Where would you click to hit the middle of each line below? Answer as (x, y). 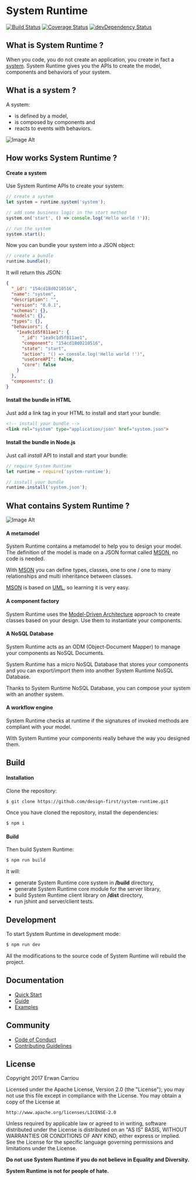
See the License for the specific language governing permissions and (90, 1142)
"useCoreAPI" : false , (48, 359)
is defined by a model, (41, 116)
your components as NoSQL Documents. (55, 653)
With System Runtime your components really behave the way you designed (98, 738)
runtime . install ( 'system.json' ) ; (47, 488)
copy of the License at (33, 1102)
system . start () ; (26, 234)
